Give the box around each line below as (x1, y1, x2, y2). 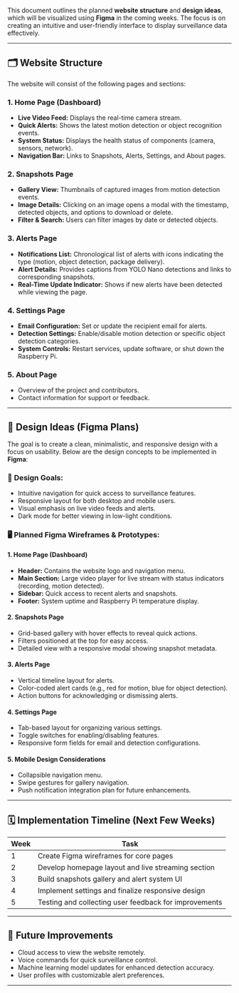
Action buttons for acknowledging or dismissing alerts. (17, 691, 178, 700)
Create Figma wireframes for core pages (38, 851, 174, 861)
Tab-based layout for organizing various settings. (17, 723, 162, 732)
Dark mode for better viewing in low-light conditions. (17, 511, 173, 520)
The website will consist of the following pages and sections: (7, 79, 186, 88)
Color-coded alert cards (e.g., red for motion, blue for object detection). (17, 683, 228, 692)
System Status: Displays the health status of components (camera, (17, 136, 216, 145)
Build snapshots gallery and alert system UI (38, 874, 183, 884)
